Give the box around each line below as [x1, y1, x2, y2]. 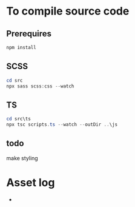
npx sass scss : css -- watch [6, 83, 74, 89]
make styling [6, 154, 38, 161]
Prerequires [6, 29, 52, 39]
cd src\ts [6, 116, 31, 122]
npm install [6, 44, 36, 50]
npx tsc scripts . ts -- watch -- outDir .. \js [6, 121, 118, 128]
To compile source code [6, 4, 130, 18]
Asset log [6, 176, 55, 189]
